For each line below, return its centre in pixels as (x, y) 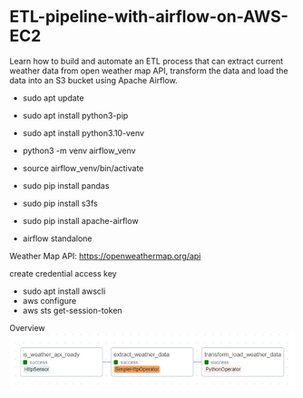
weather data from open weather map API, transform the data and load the (149, 71)
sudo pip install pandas (66, 185)
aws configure (49, 300)
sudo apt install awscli (64, 291)
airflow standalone (57, 238)
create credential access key (63, 273)
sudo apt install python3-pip (75, 115)
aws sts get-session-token (72, 310)
